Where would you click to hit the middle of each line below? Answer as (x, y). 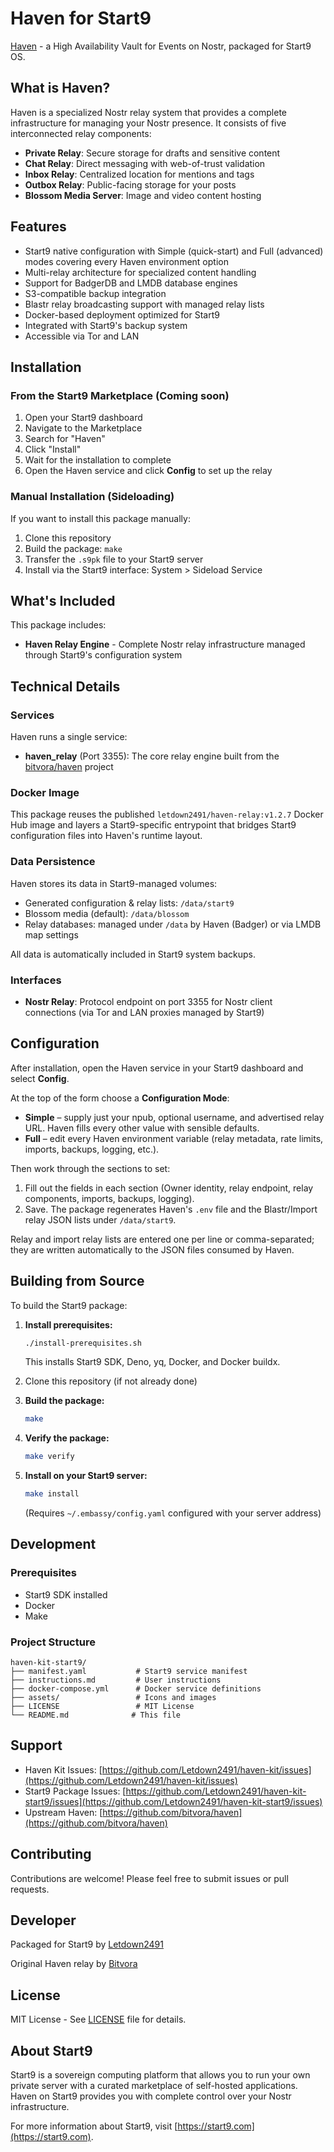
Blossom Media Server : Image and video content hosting (143, 195)
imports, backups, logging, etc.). (92, 1149)
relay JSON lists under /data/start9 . (100, 1219)
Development (53, 1544)
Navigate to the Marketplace (83, 428)
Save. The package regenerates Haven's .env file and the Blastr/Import (171, 1209)
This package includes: (58, 625)
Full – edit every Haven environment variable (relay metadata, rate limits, (174, 1138)
